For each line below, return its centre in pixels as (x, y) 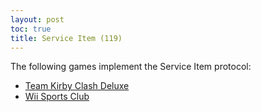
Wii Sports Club (57, 97)
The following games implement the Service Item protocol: (131, 67)
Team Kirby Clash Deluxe (77, 86)
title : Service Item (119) (66, 38)
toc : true (31, 29)
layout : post (37, 19)
